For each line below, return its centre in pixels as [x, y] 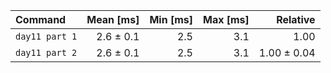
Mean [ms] [113, 19]
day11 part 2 [46, 52]
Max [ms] [226, 19]
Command [41, 19]
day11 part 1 [46, 36]
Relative [296, 19]
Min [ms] [171, 19]
